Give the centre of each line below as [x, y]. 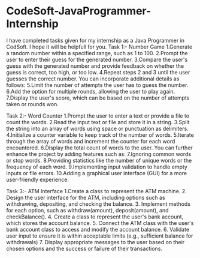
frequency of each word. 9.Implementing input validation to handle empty [97, 167]
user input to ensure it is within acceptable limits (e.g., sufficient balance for [100, 236]
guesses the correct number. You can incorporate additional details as [93, 79]
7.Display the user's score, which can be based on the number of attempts [98, 98]
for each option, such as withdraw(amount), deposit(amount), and [87, 210]
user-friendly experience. [37, 179]
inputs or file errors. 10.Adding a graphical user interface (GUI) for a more [97, 173]
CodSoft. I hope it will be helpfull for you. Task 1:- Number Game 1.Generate [99, 47]
